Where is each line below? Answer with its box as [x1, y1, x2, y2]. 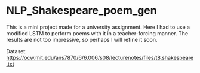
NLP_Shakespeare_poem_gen [6, 4, 157, 17]
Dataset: [6, 47, 27, 54]
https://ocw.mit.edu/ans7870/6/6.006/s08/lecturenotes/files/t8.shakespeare [6, 54, 194, 61]
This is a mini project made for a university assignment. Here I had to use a [6, 23, 190, 31]
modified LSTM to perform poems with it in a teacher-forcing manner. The [6, 29, 189, 36]
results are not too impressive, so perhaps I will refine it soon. [6, 36, 158, 43]
